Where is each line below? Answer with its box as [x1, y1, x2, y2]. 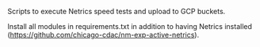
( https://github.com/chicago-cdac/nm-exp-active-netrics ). [7, 31, 200, 39]
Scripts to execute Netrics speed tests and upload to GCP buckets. [7, 7, 226, 16]
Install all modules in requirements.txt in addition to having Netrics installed [7, 22, 253, 31]
